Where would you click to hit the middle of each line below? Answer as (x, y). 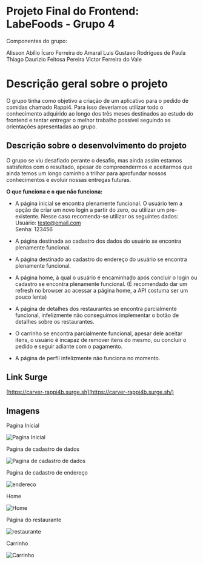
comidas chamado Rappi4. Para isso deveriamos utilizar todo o (85, 107)
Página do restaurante (34, 520)
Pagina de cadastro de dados (43, 449)
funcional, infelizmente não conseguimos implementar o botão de (97, 315)
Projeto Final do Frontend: (73, 11)
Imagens (23, 411)
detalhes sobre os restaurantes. (55, 321)
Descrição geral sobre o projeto (87, 84)
